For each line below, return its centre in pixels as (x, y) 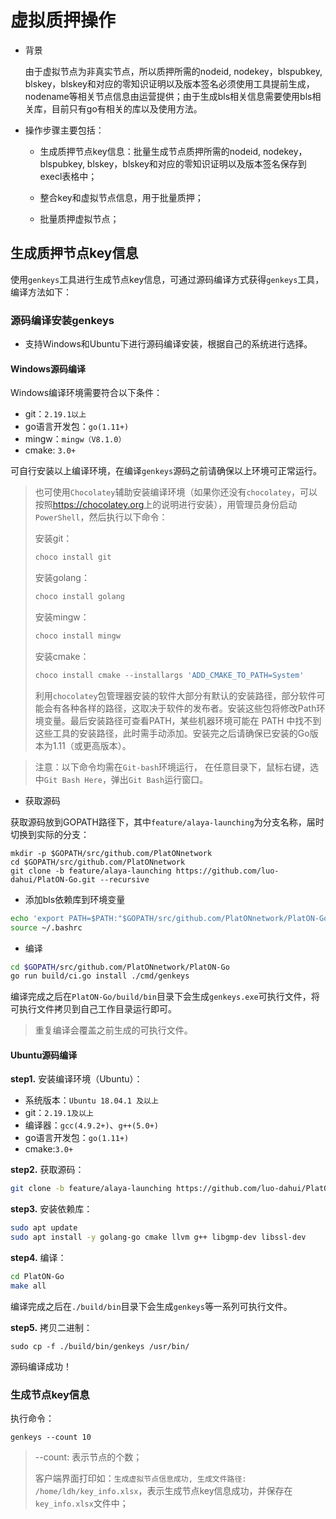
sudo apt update (44, 1228)
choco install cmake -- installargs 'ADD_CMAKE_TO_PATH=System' (169, 675)
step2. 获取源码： (47, 1170)
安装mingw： (62, 617)
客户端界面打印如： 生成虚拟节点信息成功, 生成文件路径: (140, 1478)
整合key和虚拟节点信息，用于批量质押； (121, 197)
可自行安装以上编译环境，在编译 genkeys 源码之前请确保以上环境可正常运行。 (166, 471)
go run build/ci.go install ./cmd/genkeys (100, 976)
